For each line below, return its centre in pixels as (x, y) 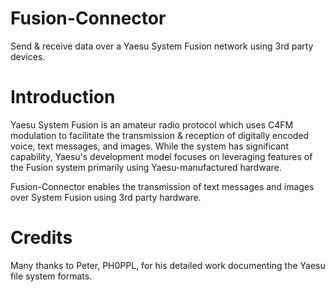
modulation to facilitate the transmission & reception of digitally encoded (160, 135)
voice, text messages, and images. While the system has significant (149, 146)
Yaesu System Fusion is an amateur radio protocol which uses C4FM (152, 124)
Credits (41, 238)
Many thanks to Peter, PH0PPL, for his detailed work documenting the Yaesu (168, 265)
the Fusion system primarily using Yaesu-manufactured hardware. (146, 167)
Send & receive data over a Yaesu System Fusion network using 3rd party (162, 46)
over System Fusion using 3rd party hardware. (106, 197)
